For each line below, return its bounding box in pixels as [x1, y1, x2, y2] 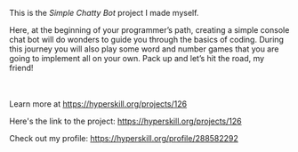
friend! [9, 62, 34, 73]
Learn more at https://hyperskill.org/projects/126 [9, 99, 188, 109]
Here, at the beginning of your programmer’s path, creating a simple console [9, 25, 290, 35]
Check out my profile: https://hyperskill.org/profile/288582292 [9, 133, 238, 143]
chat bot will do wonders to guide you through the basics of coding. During [9, 35, 285, 44]
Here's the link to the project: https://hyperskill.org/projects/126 [9, 116, 242, 126]
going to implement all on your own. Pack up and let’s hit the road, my [9, 53, 265, 63]
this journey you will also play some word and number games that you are [9, 44, 279, 54]
